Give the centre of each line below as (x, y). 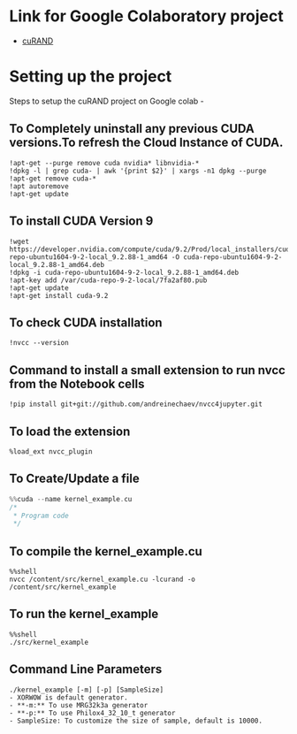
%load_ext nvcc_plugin (51, 451)
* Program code (41, 516)
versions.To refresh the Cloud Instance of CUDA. (146, 143)
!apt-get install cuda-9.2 (59, 295)
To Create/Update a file (74, 479)
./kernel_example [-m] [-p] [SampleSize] (87, 690)
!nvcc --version (39, 343)
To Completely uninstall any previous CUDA (132, 129)
